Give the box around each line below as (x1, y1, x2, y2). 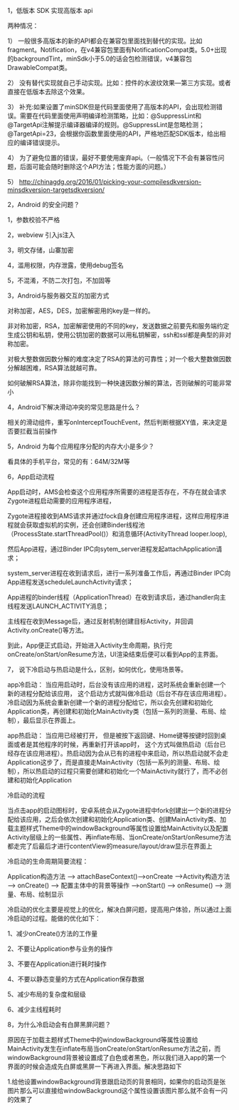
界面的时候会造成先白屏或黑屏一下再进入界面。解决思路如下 (7, 1062, 182, 1071)
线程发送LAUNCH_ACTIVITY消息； (7, 602, 109, 610)
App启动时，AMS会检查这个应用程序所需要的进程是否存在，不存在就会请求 (7, 488, 227, 496)
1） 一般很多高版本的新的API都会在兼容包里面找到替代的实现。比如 (7, 36, 203, 45)
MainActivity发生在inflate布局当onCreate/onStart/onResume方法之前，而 (7, 1044, 221, 1053)
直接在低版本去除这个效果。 (7, 88, 89, 96)
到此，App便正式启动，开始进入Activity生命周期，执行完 (7, 641, 173, 650)
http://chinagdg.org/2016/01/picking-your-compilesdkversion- (18, 178, 201, 186)
